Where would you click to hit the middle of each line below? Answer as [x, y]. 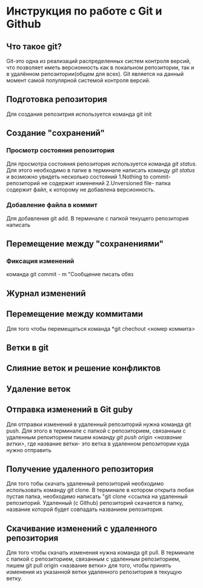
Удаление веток [38, 389]
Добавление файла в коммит [52, 205]
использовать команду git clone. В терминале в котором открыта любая [100, 490]
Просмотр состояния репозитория [61, 150]
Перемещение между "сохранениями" [85, 244]
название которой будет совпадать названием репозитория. [85, 509]
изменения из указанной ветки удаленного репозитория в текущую [94, 572]
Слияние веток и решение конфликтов [84, 368]
